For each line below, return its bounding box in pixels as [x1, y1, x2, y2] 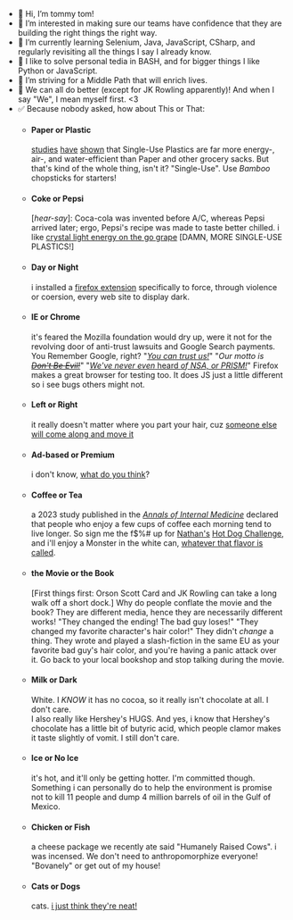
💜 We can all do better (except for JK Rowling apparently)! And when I [17, 85, 274, 95]
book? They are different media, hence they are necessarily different [30, 606, 283, 617]
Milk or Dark [30, 674, 77, 685]
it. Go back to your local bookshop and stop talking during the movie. [30, 654, 285, 665]
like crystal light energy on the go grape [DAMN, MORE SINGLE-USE [30, 232, 283, 243]
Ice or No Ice [30, 753, 79, 764]
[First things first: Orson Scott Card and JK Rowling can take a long [30, 588, 278, 598]
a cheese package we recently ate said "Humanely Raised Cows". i [30, 841, 277, 852]
